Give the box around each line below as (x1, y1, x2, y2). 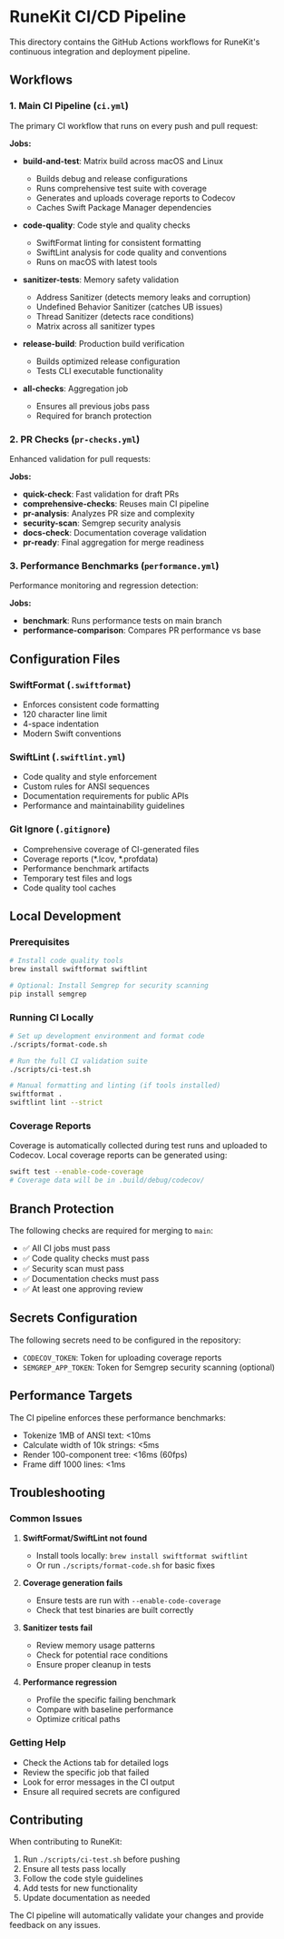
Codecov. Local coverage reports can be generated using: (9, 1150, 228, 1161)
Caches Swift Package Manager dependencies (35, 202, 211, 212)
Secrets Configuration (9, 1310, 138, 1326)
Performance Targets (9, 1388, 133, 1403)
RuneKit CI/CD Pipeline (9, 6, 187, 27)
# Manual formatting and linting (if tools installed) (9, 1081, 221, 1090)
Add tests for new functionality (22, 1883, 138, 1894)
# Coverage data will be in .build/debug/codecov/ (9, 1176, 205, 1186)
